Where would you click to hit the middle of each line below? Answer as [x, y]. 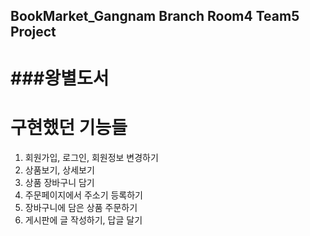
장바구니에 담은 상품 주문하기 [81, 207]
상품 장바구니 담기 [59, 182]
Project [33, 32]
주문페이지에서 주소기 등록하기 [83, 195]
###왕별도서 [60, 78]
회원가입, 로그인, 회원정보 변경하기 [91, 157]
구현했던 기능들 [69, 127]
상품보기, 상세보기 [59, 170]
